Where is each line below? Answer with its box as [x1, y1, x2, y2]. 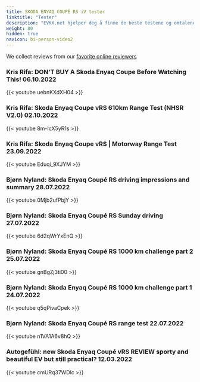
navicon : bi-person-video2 [6, 36, 73, 42]
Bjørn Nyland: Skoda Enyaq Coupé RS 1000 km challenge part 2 [6, 247, 193, 255]
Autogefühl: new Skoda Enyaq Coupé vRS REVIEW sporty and [6, 347, 189, 356]
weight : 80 [6, 25, 33, 32]
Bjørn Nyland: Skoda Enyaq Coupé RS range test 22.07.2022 [6, 319, 184, 327]
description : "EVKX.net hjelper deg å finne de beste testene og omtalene [6, 20, 196, 26]
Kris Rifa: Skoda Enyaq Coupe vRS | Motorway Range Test [6, 140, 177, 148]
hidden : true [6, 31, 39, 37]
